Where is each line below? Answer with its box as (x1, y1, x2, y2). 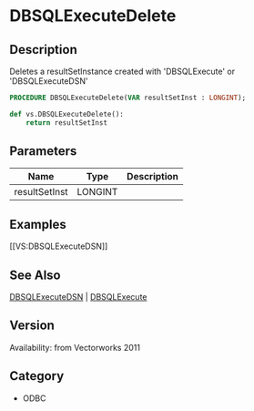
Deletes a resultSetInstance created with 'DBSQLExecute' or (9, 66, 236, 77)
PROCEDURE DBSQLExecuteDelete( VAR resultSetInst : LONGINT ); (9, 93, 247, 102)
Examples (9, 216, 66, 232)
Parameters (9, 143, 77, 159)
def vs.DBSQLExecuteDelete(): (9, 109, 125, 118)
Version (9, 318, 55, 334)
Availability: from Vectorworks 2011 (9, 342, 141, 353)
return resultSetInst (25, 118, 107, 128)
